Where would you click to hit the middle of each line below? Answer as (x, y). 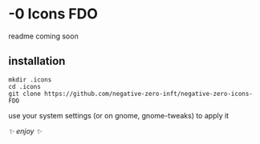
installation (37, 61)
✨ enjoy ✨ (25, 131)
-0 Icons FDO (53, 14)
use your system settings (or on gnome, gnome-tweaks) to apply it (119, 115)
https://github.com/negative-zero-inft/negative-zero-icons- (148, 94)
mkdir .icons (30, 80)
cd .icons (25, 86)
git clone (25, 94)
